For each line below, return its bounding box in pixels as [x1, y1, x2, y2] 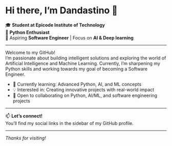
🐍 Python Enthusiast [5, 29, 50, 35]
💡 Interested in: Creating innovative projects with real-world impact [12, 87, 155, 93]
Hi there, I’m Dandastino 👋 [5, 5, 118, 16]
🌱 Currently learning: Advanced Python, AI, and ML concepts [12, 81, 142, 87]
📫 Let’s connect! [5, 113, 42, 119]
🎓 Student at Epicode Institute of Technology [5, 22, 105, 28]
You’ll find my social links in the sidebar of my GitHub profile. [5, 120, 134, 126]
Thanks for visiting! [5, 135, 46, 141]
